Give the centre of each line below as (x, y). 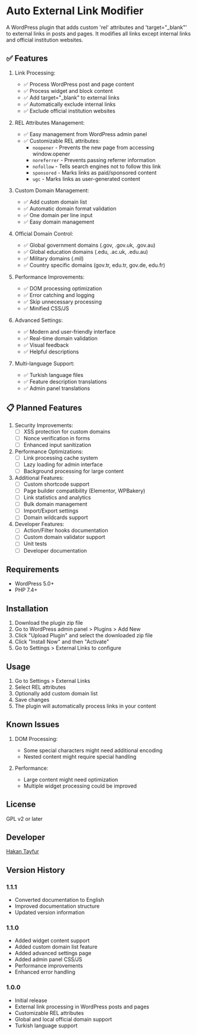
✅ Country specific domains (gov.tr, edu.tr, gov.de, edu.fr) (94, 265)
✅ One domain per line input (58, 215)
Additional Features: (39, 478)
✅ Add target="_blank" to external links (72, 97)
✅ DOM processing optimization (63, 288)
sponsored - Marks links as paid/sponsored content (94, 172)
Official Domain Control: (44, 233)
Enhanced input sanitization (57, 444)
